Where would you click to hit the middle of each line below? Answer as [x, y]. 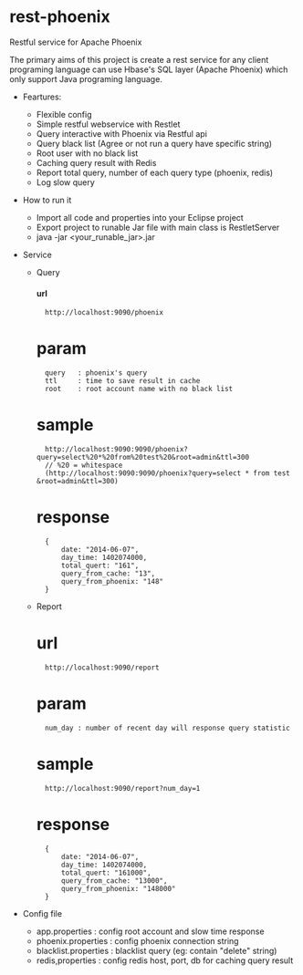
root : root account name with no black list [139, 389]
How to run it [47, 200]
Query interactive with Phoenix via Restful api [122, 133]
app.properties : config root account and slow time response [150, 931]
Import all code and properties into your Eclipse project [140, 217]
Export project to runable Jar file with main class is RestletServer [158, 227]
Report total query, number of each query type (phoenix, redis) [155, 172]
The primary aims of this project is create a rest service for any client [139, 59]
